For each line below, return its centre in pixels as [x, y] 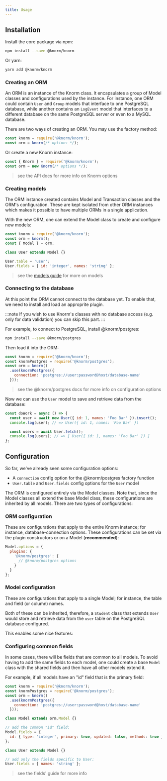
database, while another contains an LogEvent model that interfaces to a [79, 109]
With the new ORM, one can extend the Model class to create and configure [83, 220]
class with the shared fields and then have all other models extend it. [75, 668]
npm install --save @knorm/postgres [43, 338]
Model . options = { [24, 547]
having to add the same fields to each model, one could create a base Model [83, 663]
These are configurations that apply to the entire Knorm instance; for [76, 527]
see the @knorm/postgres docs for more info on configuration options [89, 389]
